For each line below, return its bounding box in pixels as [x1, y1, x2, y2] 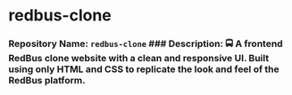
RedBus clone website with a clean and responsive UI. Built [8, 52, 270, 65]
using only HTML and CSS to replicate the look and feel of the [8, 63, 280, 75]
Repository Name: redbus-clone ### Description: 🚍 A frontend [8, 37, 283, 50]
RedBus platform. [8, 75, 86, 87]
